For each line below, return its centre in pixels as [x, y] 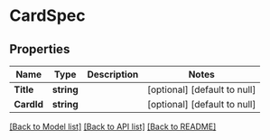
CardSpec [47, 16]
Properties [40, 49]
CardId [28, 104]
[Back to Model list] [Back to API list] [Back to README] [113, 126]
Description [113, 75]
